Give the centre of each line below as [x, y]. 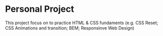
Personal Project [40, 9]
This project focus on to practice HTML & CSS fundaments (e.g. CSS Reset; [82, 23]
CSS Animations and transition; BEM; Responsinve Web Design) [70, 28]
